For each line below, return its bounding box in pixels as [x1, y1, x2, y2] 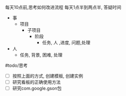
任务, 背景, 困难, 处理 [19, 52, 63, 58]
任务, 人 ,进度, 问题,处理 [42, 40, 91, 46]
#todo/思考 [5, 62, 28, 68]
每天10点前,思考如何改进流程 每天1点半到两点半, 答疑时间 [5, 4, 122, 10]
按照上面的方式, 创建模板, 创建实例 [12, 73, 83, 79]
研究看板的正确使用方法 [12, 79, 61, 85]
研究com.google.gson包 [12, 86, 62, 92]
